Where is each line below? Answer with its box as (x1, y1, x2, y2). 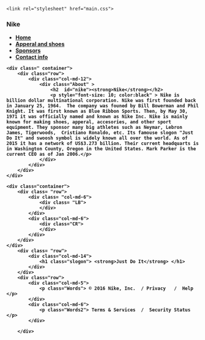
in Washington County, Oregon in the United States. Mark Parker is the (6, 146, 196, 152)
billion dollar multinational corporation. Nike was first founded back (6, 98, 196, 104)
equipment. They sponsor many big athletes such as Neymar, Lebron (6, 125, 183, 131)
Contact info (15, 53, 48, 61)
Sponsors (15, 47, 41, 55)
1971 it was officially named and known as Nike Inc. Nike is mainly (6, 114, 188, 120)
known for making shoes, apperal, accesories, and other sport (6, 119, 172, 125)
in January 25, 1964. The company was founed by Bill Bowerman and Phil (6, 103, 199, 109)
